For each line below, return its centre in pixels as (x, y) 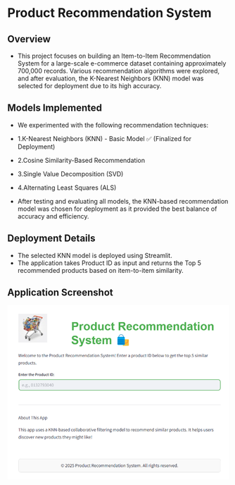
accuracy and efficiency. (53, 216)
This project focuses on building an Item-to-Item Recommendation (114, 56)
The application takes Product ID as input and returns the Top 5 (109, 263)
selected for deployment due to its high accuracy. (89, 86)
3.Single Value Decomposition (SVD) (70, 173)
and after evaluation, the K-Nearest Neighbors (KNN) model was (110, 78)
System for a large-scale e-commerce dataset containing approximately (122, 63)
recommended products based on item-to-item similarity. (101, 270)
